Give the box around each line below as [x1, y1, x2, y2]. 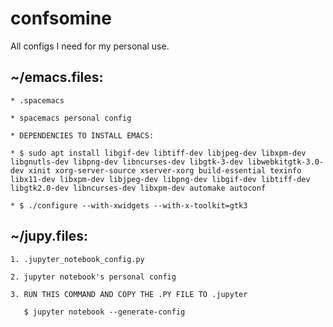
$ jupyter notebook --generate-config [23, 307, 186, 317]
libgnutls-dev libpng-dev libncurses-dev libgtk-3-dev [10, 157, 244, 167]
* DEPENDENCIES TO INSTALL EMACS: [10, 130, 155, 141]
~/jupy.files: [10, 228, 89, 245]
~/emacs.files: [10, 69, 104, 86]
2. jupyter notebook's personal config [10, 272, 177, 282]
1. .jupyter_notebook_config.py [10, 254, 145, 264]
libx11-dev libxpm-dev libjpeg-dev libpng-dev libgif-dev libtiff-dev [10, 174, 311, 184]
